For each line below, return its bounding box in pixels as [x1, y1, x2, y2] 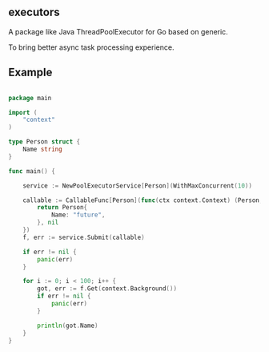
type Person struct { [8, 138, 81, 146]
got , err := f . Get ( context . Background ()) [37, 285, 178, 293]
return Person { [37, 204, 88, 212]
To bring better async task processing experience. [8, 42, 175, 52]
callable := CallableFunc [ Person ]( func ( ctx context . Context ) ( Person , [22, 196, 263, 204]
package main [8, 94, 52, 102]
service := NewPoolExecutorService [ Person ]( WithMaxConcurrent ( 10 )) [22, 181, 252, 190]
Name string [22, 145, 62, 153]
